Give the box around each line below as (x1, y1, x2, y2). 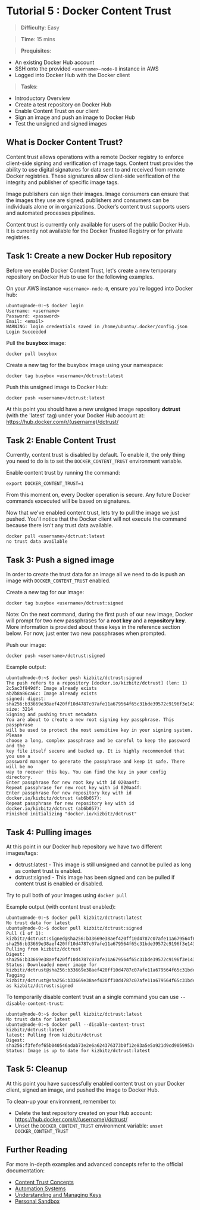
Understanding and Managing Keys (14, 1191, 102, 1198)
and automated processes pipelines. (6, 209, 95, 216)
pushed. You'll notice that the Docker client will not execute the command (6, 515, 187, 522)
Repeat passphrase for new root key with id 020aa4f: (6, 785, 143, 791)
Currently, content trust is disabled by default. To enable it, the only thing (6, 451, 186, 459)
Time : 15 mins (20, 35, 55, 42)
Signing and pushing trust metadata (6, 711, 97, 718)
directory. (6, 774, 33, 781)
